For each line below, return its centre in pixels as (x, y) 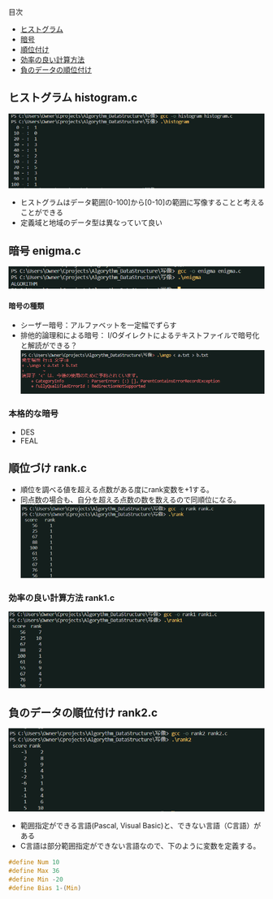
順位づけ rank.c (48, 468)
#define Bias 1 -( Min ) (45, 888)
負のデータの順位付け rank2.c (83, 713)
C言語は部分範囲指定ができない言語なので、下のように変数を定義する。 (140, 845)
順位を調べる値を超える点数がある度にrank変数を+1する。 (117, 489)
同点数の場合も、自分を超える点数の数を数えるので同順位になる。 (130, 499)
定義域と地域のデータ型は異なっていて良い (91, 223)
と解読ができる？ (49, 346)
